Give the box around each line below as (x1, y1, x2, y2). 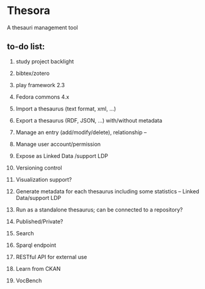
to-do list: (7, 41, 45, 52)
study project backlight (15, 57, 74, 65)
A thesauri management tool (7, 24, 78, 31)
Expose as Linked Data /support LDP (15, 152, 109, 159)
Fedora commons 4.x (15, 93, 70, 101)
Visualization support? (15, 176, 72, 183)
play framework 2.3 (15, 81, 65, 88)
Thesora (7, 4, 51, 18)
